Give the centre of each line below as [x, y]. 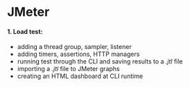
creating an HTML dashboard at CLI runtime [80, 76]
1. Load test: [25, 31]
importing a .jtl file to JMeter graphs [68, 69]
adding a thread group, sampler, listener [74, 47]
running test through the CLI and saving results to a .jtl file [100, 61]
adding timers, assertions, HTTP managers [78, 54]
